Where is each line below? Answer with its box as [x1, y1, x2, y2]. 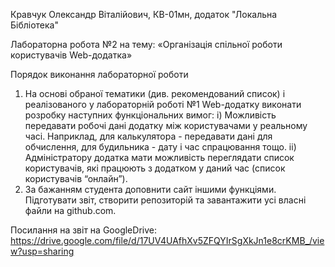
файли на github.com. [24, 205, 117, 216]
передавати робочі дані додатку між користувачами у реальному [24, 120, 308, 131]
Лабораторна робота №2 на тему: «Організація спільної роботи [10, 39, 283, 50]
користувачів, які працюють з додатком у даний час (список [24, 162, 286, 174]
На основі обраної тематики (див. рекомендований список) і [24, 88, 286, 99]
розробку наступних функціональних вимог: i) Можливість [24, 109, 277, 121]
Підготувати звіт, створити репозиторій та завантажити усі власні [24, 194, 307, 206]
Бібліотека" [10, 19, 60, 31]
